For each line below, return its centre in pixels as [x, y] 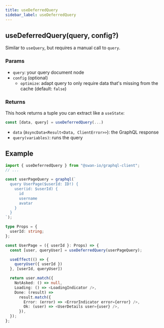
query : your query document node [48, 72]
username [28, 198]
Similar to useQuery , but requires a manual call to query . [63, 48]
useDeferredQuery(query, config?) [62, 36]
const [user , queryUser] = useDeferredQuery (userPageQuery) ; [76, 250]
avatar [26, 203]
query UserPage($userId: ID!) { [44, 184]
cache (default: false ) [43, 89]
